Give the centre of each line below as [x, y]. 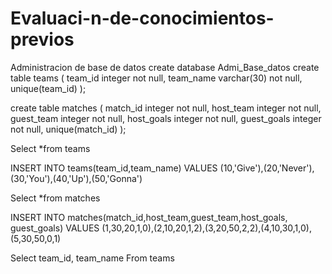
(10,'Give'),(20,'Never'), [267, 168]
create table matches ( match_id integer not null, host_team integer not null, [166, 108]
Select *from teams [50, 148]
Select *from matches [55, 198]
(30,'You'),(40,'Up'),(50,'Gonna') [76, 178]
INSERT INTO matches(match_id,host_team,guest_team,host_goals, [149, 217]
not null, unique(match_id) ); [68, 129]
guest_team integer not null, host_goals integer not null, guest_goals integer [166, 118]
